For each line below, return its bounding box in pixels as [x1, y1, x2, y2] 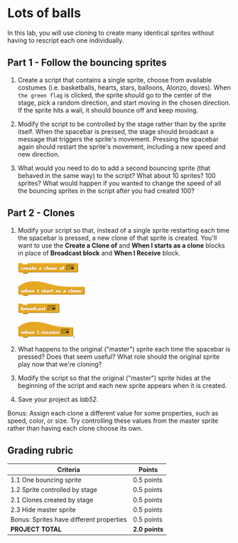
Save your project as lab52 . [17, 395, 99, 404]
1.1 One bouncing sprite [10, 475, 82, 485]
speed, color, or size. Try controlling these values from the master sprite [7, 416, 219, 425]
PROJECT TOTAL [10, 525, 62, 534]
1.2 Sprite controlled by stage [10, 485, 97, 494]
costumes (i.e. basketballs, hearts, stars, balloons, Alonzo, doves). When [17, 83, 231, 92]
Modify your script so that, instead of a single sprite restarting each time [17, 226, 229, 234]
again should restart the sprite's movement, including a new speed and [17, 142, 226, 151]
